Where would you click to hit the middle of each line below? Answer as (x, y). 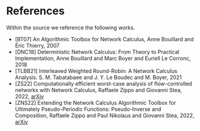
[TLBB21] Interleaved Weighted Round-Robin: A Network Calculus (96, 71)
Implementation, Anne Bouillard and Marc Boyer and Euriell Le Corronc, (103, 58)
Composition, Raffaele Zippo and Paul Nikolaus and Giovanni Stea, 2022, (104, 115)
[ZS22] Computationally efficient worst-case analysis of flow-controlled (104, 83)
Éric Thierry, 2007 (37, 45)
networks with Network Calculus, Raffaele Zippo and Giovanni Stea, (99, 90)
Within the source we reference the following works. (71, 28)
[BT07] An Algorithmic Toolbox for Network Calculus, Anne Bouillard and (104, 39)
